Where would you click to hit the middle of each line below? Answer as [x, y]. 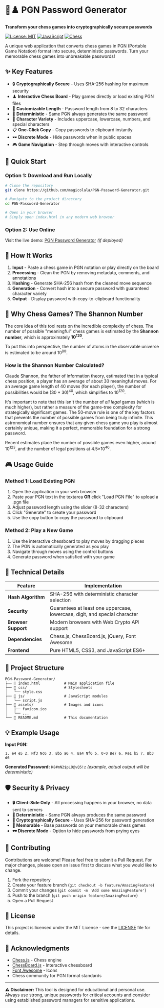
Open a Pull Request [33, 900]
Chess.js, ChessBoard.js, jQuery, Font [93, 636]
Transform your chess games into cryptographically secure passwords [79, 27]
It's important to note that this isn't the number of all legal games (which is [80, 402]
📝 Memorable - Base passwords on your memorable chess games [79, 825]
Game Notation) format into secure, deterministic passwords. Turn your [77, 51]
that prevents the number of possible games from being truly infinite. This [79, 417]
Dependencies [25, 639]
